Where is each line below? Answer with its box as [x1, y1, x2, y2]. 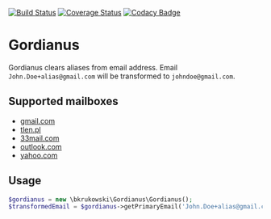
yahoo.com [19, 150, 58, 160]
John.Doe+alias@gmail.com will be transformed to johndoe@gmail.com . [8, 71, 236, 81]
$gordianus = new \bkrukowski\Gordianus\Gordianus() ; [8, 195, 194, 204]
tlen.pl [19, 124, 42, 134]
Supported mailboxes [8, 95, 119, 108]
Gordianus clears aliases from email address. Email [8, 62, 178, 72]
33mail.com [19, 133, 60, 143]
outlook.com [19, 141, 62, 151]
